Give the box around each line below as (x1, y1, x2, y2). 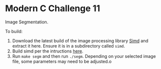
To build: (5, 28, 23, 34)
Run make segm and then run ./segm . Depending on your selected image (12, 53, 156, 59)
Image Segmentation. (5, 19, 49, 25)
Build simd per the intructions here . (12, 48, 83, 54)
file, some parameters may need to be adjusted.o (12, 58, 112, 64)
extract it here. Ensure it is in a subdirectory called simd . (12, 43, 125, 49)
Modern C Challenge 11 (5, 3, 101, 14)
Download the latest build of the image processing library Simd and (12, 37, 149, 44)
